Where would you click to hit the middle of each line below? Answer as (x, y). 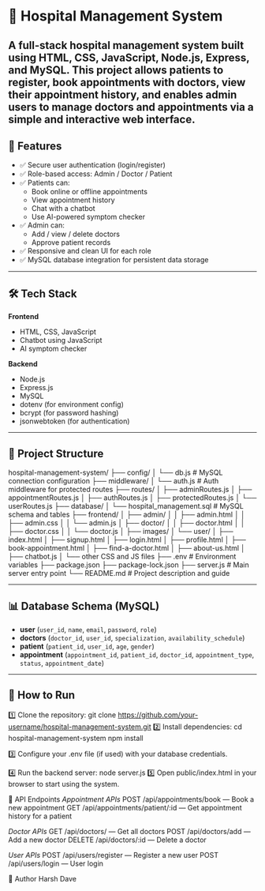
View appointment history (73, 200)
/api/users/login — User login (56, 863)
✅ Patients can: (45, 183)
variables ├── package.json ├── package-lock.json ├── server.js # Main (129, 565)
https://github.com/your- (158, 715)
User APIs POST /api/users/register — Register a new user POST (114, 855)
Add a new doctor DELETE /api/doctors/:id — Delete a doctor (107, 840)
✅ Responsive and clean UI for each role (85, 251)
